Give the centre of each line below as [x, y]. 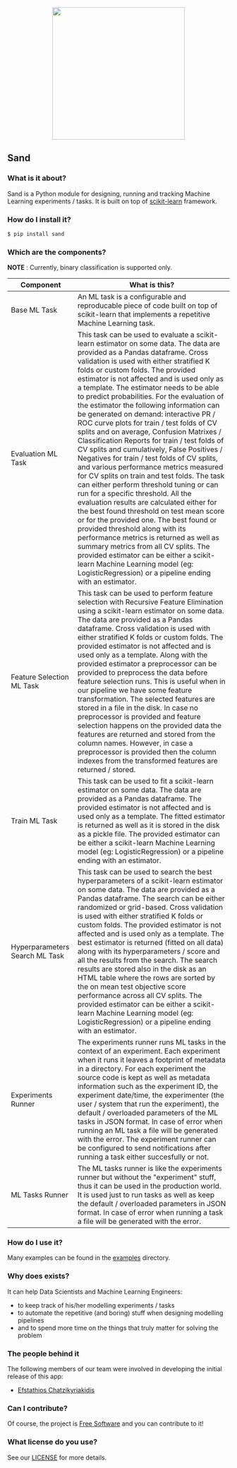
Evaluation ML [34, 454]
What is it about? [37, 179]
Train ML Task [34, 821]
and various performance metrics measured [150, 467]
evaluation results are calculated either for [147, 503]
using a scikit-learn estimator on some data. [151, 611]
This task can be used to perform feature [145, 594]
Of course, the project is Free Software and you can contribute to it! [105, 1424]
